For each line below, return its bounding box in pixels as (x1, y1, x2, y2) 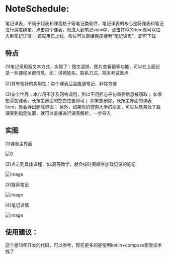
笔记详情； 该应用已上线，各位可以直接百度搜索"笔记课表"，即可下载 (14, 33, 156, 39)
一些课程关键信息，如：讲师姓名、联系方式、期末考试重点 (9, 70, 129, 76)
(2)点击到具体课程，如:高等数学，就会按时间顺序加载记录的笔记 (5, 161, 136, 167)
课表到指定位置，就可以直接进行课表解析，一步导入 (5, 110, 111, 116)
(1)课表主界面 (5, 141, 33, 147)
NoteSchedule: (5, 3, 69, 15)
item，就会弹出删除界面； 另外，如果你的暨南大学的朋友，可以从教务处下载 (5, 104, 161, 110)
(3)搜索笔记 (5, 181, 29, 187)
